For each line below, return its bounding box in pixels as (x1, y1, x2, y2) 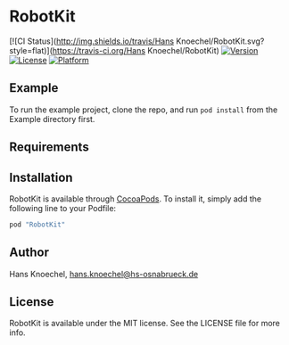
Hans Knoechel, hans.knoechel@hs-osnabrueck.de (9, 268, 199, 279)
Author (9, 245, 49, 260)
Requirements (9, 140, 89, 155)
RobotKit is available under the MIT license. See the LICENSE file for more (9, 318, 281, 329)
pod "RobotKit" (9, 220, 66, 229)
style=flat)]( (9, 45, 54, 55)
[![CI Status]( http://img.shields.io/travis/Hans (9, 36, 175, 46)
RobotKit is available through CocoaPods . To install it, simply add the (9, 193, 261, 204)
